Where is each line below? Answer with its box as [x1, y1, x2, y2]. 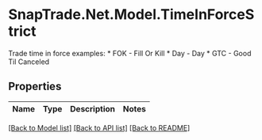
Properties [8, 80, 62, 93]
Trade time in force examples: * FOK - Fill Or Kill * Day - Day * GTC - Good [8, 48, 252, 58]
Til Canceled [8, 57, 50, 66]
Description [70, 103, 115, 114]
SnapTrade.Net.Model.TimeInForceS [8, 6, 255, 24]
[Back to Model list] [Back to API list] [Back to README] [8, 123, 191, 132]
